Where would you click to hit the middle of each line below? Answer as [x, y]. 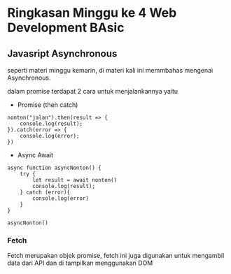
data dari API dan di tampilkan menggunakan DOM [80, 263]
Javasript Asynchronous [62, 53]
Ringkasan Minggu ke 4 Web [92, 13]
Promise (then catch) [48, 105]
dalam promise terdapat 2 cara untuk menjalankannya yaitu [93, 91]
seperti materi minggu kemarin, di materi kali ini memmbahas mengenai [110, 70]
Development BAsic [66, 28]
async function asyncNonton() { [54, 168]
